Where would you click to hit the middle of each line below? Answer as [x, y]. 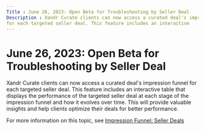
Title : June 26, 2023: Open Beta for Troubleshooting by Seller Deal [98, 12]
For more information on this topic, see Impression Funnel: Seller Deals [95, 121]
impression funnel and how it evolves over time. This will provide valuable [99, 102]
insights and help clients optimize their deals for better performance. [92, 109]
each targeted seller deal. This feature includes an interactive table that [96, 89]
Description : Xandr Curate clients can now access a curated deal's [97, 18]
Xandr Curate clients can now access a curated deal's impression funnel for [102, 83]
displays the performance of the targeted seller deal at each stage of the [98, 96]
